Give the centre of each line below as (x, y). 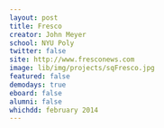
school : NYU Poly (42, 43)
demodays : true (38, 85)
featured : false (40, 77)
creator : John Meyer (48, 34)
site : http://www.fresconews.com (72, 59)
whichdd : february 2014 (54, 110)
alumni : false (36, 101)
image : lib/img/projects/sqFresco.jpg (82, 69)
